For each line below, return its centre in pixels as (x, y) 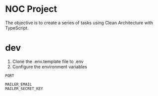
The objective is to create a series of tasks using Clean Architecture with (79, 23)
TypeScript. (17, 28)
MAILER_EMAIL (19, 84)
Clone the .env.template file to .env (48, 61)
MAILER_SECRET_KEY (24, 89)
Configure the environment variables (50, 66)
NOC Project (31, 9)
